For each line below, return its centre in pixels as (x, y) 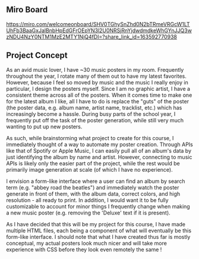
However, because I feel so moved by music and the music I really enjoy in (97, 82)
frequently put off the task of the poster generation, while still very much (95, 120)
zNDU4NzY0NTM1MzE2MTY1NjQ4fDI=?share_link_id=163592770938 (91, 37)
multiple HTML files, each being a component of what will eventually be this (99, 230)
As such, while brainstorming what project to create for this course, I (90, 138)
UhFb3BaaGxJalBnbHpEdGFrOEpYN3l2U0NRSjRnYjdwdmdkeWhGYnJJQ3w (99, 30)
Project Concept (37, 56)
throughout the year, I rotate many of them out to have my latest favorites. (97, 76)
